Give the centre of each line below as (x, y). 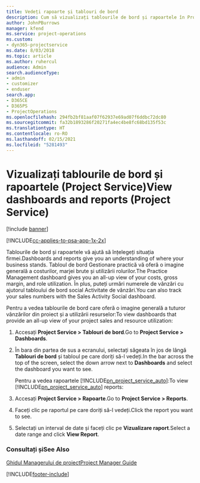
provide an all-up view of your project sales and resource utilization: (90, 320)
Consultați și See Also (38, 450)
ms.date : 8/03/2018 (30, 51)
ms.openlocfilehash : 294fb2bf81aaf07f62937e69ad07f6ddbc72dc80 (86, 117)
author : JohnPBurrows (33, 23)
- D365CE (17, 100)
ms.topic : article (29, 56)
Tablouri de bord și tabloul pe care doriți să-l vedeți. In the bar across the (104, 356)
